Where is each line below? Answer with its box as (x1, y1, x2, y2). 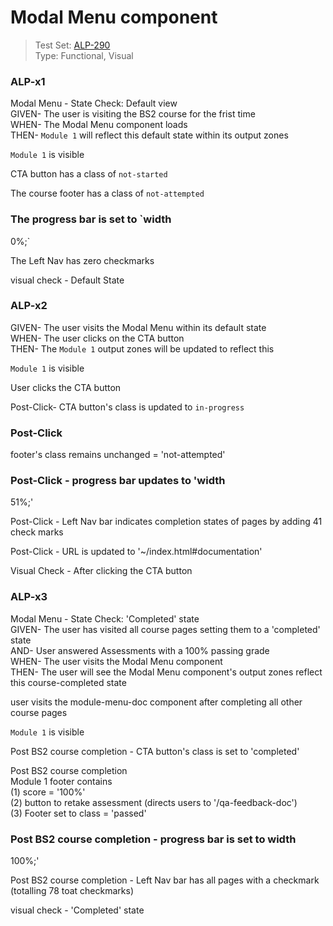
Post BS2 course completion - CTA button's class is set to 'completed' (10, 745, 300, 757)
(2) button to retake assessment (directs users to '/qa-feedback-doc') (10, 796, 298, 808)
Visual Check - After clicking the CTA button (10, 565, 193, 577)
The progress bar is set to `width (10, 212, 172, 226)
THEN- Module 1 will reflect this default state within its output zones (10, 129, 289, 141)
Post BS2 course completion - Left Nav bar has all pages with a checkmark (10, 874, 320, 886)
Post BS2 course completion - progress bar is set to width (10, 832, 297, 846)
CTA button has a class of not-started (10, 168, 168, 180)
